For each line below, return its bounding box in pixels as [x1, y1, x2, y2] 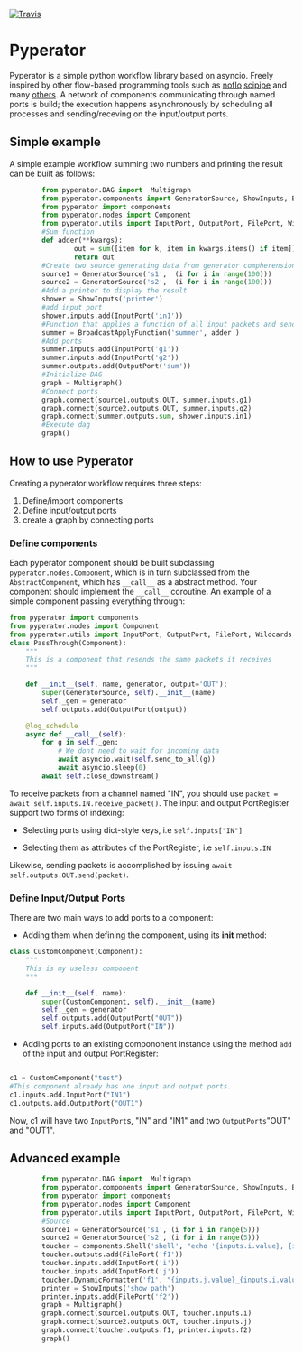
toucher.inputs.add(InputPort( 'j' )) [41, 1266, 179, 1276]
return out [73, 253, 115, 262]
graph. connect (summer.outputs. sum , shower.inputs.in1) [41, 412, 252, 421]
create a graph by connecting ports [22, 514, 155, 525]
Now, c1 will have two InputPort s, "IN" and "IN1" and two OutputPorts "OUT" [9, 1115, 291, 1125]
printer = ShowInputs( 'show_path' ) [41, 1283, 176, 1292]
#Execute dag [41, 421, 91, 430]
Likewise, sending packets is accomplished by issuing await [9, 859, 233, 870]
